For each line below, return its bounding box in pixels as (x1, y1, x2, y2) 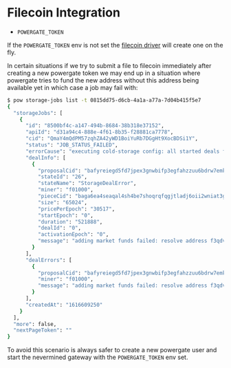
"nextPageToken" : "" (13, 327, 72, 334)
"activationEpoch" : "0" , (37, 231, 109, 238)
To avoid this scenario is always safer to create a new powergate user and (7, 346, 217, 354)
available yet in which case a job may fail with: (7, 83, 138, 91)
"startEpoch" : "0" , (37, 212, 94, 219)
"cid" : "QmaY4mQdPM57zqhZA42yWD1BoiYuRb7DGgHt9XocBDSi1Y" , (25, 136, 198, 142)
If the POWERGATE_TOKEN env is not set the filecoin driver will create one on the (7, 41, 223, 49)
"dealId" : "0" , (37, 225, 81, 232)
